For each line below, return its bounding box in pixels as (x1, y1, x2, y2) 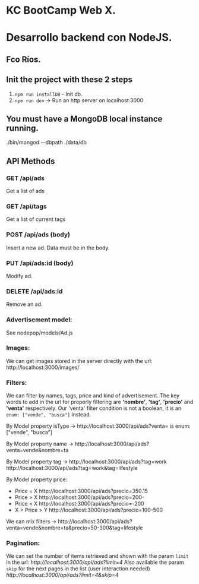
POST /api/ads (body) (6, 231, 70, 239)
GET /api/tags (6, 203, 48, 210)
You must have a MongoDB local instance (6, 113, 163, 124)
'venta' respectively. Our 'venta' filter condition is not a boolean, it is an (6, 405, 182, 412)
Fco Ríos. (6, 54, 42, 64)
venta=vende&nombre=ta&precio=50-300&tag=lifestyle (6, 524, 143, 532)
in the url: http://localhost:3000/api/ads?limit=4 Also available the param (6, 559, 184, 566)
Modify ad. (6, 272, 33, 279)
